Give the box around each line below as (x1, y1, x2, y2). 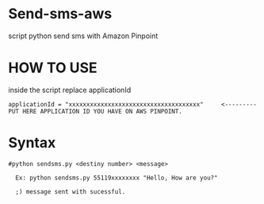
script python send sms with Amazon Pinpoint (8, 31, 159, 40)
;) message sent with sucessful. (15, 187, 126, 195)
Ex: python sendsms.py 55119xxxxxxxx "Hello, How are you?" (15, 174, 218, 182)
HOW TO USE (8, 59, 98, 77)
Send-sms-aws (8, 5, 113, 23)
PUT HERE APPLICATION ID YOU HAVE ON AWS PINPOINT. (8, 107, 182, 115)
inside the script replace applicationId (8, 85, 132, 94)
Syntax (8, 134, 56, 152)
